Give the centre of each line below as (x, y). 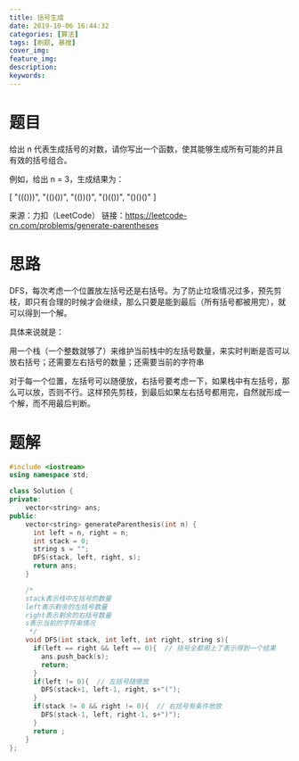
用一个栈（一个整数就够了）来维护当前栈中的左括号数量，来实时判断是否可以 (149, 351)
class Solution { (41, 492)
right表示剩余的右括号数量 (69, 615)
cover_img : (29, 51)
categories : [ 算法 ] (44, 34)
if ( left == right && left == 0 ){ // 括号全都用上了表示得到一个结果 (154, 649)
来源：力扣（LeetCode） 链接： (68, 215)
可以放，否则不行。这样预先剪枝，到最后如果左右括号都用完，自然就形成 (149, 392)
